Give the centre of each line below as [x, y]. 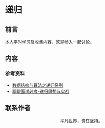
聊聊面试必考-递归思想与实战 [41, 91]
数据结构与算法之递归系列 [37, 85]
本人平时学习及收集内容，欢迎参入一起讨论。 [50, 42]
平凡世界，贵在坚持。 [81, 120]
